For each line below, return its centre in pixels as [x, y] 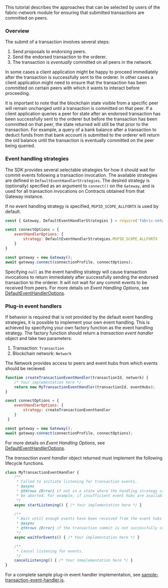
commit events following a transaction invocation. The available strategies [81, 175]
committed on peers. [27, 18]
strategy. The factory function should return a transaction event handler [79, 333]
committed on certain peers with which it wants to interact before [72, 88]
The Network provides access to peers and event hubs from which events [81, 363]
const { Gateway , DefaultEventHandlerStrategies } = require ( [71, 220]
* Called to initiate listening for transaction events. [77, 482]
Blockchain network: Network [42, 353]
